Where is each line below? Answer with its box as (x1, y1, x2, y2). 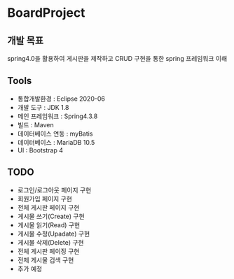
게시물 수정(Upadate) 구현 (17, 229, 90, 238)
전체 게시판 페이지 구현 (17, 203, 80, 211)
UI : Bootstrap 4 (17, 145, 63, 155)
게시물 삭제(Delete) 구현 (17, 238, 84, 246)
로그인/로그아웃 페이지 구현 (17, 185, 92, 194)
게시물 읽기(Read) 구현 (17, 220, 81, 229)
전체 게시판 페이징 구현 (17, 247, 80, 255)
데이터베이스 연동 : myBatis (17, 129, 93, 138)
